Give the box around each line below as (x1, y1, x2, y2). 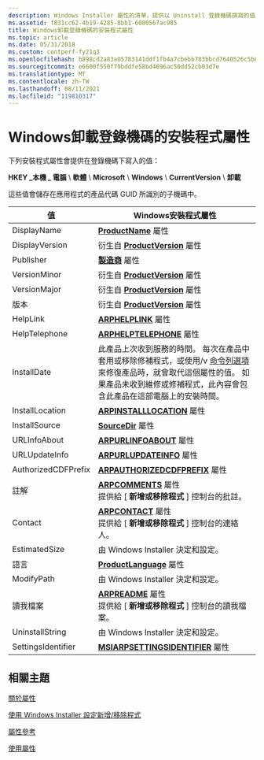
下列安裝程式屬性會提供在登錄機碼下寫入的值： (8, 156, 159, 165)
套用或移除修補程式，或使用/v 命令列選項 (97, 355, 250, 366)
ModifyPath (12, 573, 55, 584)
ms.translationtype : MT (8, 70, 86, 78)
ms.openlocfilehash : (8, 56, 76, 64)
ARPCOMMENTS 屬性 (97, 480, 181, 491)
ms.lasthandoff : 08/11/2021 (8, 84, 101, 93)
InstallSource (12, 420, 60, 431)
